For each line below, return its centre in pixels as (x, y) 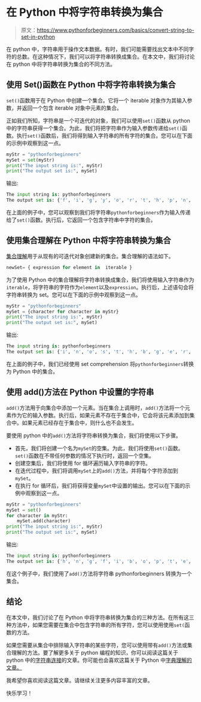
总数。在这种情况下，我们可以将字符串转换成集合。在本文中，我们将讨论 (106, 56)
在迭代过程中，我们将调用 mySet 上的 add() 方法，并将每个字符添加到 (96, 470)
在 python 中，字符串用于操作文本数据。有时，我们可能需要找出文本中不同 (98, 49)
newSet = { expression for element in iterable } (69, 267)
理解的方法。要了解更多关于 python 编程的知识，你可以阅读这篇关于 (95, 652)
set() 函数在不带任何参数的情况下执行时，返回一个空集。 (84, 455)
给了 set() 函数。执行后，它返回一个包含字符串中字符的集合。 (81, 220)
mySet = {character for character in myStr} (63, 311)
